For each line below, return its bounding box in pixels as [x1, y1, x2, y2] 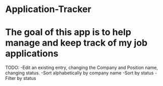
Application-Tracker [5, 4, 92, 15]
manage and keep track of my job [5, 37, 148, 49]
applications [5, 48, 59, 59]
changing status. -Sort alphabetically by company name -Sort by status [5, 70, 154, 76]
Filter [5, 75, 16, 81]
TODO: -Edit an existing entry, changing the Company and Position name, [5, 64, 158, 71]
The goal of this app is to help [5, 27, 131, 38]
